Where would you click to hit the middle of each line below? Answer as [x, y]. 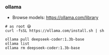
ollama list [17, 44]
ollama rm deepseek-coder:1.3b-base [42, 48]
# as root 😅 [18, 27]
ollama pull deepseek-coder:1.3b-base [45, 40]
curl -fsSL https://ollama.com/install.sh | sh [55, 31]
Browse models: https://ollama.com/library [55, 18]
